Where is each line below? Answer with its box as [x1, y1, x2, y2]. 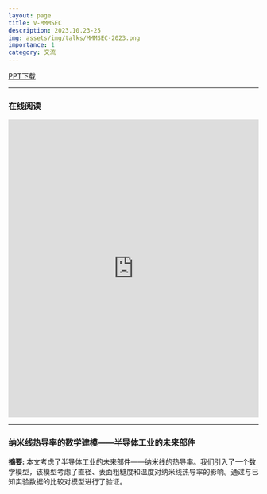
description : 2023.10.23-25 [8, 26, 102, 34]
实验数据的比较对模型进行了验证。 [14, 477, 127, 486]
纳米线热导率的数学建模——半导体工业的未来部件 [8, 438, 196, 449]
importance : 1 [8, 41, 56, 49]
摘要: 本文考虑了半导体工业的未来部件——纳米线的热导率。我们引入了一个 [8, 457, 250, 466]
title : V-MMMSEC [8, 19, 62, 27]
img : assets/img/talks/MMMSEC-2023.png [8, 33, 141, 42]
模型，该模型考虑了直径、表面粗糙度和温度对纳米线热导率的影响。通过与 [14, 466, 252, 477]
